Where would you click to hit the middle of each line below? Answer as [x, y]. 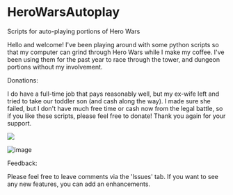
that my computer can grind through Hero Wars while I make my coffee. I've [116, 52]
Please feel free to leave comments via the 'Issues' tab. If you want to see [113, 176]
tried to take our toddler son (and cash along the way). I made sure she [109, 101]
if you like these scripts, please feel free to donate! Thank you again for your [116, 116]
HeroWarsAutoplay [64, 12]
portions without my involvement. [55, 67]
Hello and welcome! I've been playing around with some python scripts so [113, 44]
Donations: [23, 80]
